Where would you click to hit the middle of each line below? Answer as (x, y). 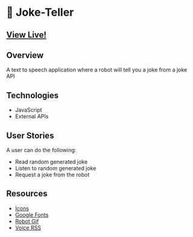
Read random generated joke (51, 162)
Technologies (33, 95)
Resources (27, 194)
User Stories (30, 135)
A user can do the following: (41, 150)
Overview (25, 55)
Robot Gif (27, 221)
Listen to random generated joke (56, 169)
